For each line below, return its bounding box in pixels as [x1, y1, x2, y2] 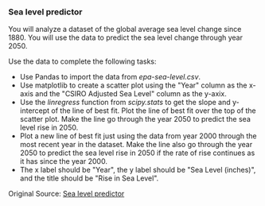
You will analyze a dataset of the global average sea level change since [8, 25, 242, 34]
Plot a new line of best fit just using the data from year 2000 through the [19, 131, 257, 141]
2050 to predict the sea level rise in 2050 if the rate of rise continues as [19, 148, 255, 157]
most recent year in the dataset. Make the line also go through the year [19, 140, 253, 150]
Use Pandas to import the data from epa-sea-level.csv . [19, 72, 201, 82]
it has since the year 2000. [19, 157, 107, 166]
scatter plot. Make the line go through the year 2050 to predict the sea [19, 115, 251, 124]
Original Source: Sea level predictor [8, 189, 125, 199]
